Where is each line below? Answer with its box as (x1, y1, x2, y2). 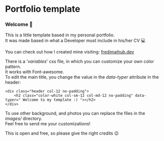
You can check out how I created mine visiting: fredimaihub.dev (5, 49, 134, 55)
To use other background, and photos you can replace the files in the (5, 111, 145, 116)
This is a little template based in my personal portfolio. (5, 32, 115, 38)
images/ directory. (5, 115, 43, 121)
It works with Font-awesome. (5, 69, 64, 75)
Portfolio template (5, 3, 80, 15)
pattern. (5, 64, 21, 70)
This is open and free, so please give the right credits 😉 (5, 130, 119, 136)
